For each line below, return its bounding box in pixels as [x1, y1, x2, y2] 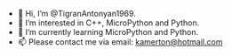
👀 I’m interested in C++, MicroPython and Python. [17, 17, 200, 28]
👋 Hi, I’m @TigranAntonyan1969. [17, 9, 136, 18]
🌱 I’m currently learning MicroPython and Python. [17, 27, 198, 37]
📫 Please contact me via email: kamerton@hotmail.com [17, 37, 223, 47]
